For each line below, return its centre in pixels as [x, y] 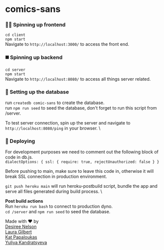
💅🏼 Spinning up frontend [35, 25]
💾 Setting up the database [37, 92]
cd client [15, 35]
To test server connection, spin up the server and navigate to [68, 123]
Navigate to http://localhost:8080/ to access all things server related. [78, 79]
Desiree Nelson [21, 227]
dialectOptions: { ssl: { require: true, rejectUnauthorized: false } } [82, 162]
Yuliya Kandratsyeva [26, 243]
